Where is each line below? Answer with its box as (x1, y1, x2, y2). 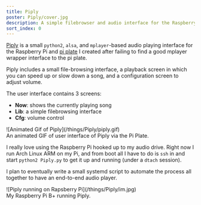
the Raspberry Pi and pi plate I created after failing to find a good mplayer (6, 48, 187, 55)
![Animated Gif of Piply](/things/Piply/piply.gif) (6, 126, 120, 133)
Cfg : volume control (14, 114, 65, 122)
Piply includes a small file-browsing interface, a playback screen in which (6, 66, 187, 73)
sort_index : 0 (6, 25, 42, 32)
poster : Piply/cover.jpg (6, 14, 68, 20)
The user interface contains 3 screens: (6, 90, 102, 97)
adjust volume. (6, 79, 43, 86)
